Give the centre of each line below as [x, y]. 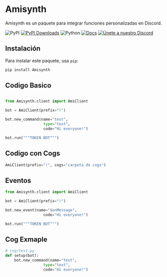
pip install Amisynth [28, 70]
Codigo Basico [28, 85]
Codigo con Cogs [33, 154]
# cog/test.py [20, 251]
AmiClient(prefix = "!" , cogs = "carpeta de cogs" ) [56, 165]
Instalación [23, 49]
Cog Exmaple [26, 239]
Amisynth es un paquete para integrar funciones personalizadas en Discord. [84, 23]
